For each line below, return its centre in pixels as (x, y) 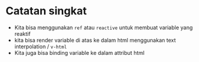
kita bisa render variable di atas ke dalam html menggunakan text (95, 40)
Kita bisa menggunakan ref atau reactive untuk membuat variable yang (103, 27)
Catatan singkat (46, 11)
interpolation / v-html (41, 46)
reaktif (22, 33)
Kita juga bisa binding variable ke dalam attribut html (79, 52)
